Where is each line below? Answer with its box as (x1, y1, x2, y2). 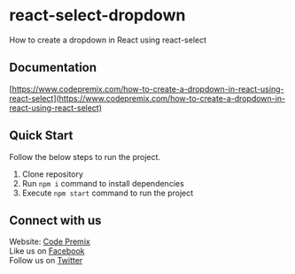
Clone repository (21, 169, 84, 179)
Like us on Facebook (9, 246, 85, 256)
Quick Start (9, 128, 74, 143)
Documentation (9, 60, 97, 75)
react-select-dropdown (9, 5, 186, 26)
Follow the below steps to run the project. (9, 151, 161, 162)
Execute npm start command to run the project (21, 187, 194, 198)
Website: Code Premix (9, 236, 90, 247)
